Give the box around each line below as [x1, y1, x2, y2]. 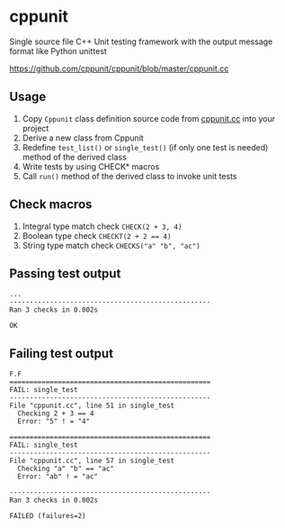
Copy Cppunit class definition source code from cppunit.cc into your [22, 113, 276, 123]
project [22, 123, 49, 133]
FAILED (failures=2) [9, 512, 87, 521]
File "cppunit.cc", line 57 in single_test [9, 457, 175, 466]
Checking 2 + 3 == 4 [17, 409, 94, 418]
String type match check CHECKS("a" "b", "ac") [22, 240, 200, 250]
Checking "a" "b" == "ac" [17, 464, 115, 474]
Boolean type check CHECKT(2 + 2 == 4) [22, 230, 172, 241]
